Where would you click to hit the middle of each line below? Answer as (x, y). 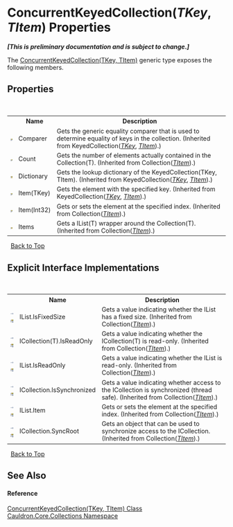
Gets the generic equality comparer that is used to (128, 131)
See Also (27, 475)
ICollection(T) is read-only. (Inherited (155, 341)
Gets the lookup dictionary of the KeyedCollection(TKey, (137, 172)
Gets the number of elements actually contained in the (134, 155)
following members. (35, 67)
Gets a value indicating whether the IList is (162, 358)
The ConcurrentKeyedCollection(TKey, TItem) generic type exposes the (110, 60)
